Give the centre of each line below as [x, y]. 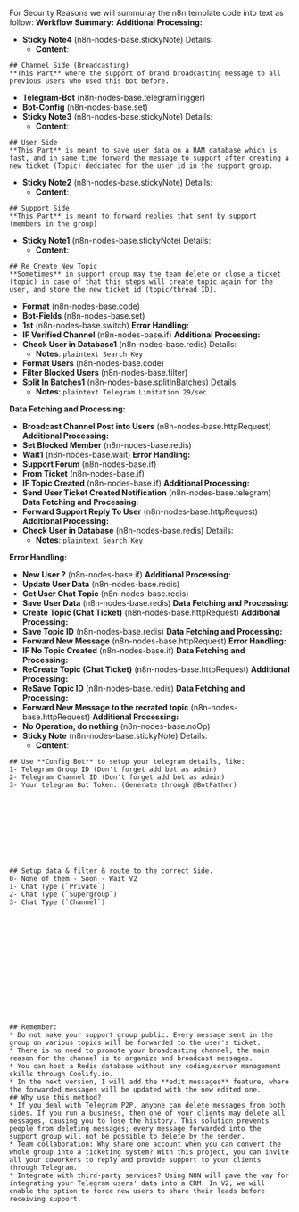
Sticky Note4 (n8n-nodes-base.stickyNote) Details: [117, 40]
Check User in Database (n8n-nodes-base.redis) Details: [128, 531]
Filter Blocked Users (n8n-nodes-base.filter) [105, 373]
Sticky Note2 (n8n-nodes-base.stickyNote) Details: [117, 183]
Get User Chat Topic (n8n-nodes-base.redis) [105, 594]
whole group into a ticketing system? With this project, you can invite [149, 1152]
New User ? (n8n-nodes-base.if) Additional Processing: [127, 574]
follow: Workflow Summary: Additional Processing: [106, 22]
